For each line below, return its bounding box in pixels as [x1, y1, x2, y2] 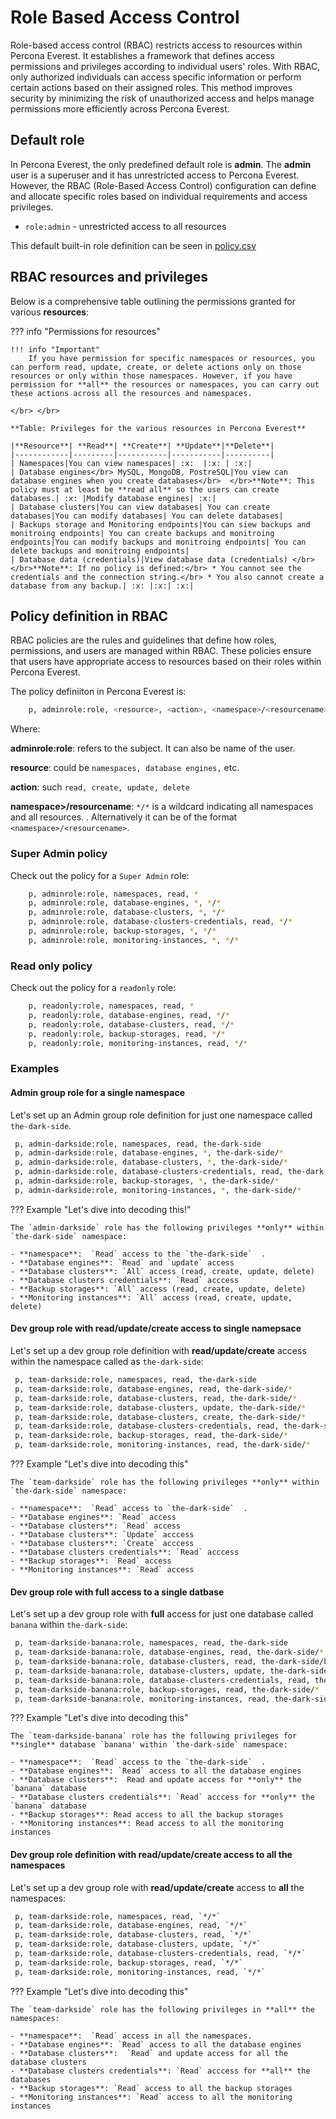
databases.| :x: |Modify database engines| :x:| [10, 493, 217, 503]
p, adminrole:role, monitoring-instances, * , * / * [28, 935, 240, 945]
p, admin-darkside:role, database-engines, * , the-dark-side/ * [14, 1148, 284, 1158]
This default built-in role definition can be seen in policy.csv [10, 239, 257, 251]
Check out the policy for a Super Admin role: [10, 869, 190, 881]
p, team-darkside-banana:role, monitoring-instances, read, [14, 1694, 271, 1704]
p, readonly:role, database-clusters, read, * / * [28, 1019, 235, 1030]
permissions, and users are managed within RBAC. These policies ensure [10, 645, 312, 657]
